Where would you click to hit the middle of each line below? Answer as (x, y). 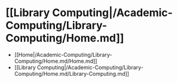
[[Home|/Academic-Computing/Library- (63, 54)
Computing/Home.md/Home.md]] (56, 61)
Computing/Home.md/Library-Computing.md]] (72, 73)
